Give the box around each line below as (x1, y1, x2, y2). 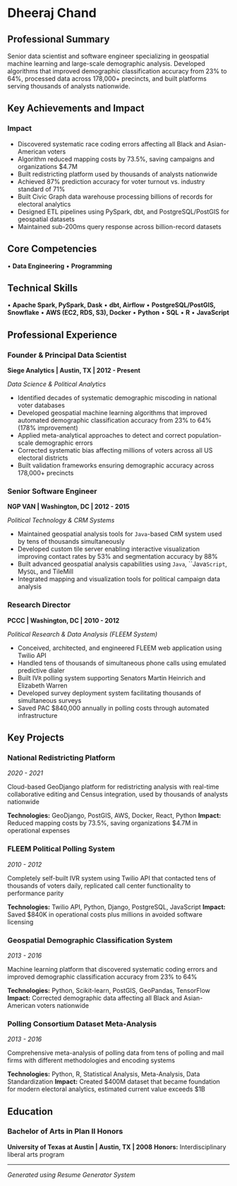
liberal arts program (7, 1150, 65, 1158)
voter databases (17, 401, 66, 409)
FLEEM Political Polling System (7, 844, 115, 854)
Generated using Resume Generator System (7, 1170, 135, 1179)
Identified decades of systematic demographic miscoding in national (17, 394, 217, 402)
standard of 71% (17, 185, 66, 193)
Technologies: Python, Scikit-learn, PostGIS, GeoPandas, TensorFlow (7, 986, 210, 994)
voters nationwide (37, 1001, 90, 1009)
